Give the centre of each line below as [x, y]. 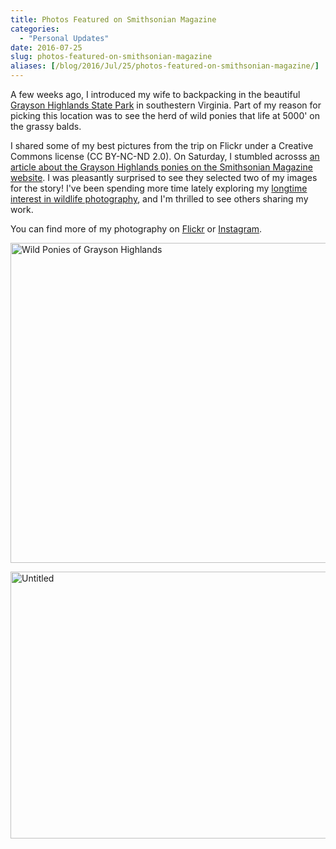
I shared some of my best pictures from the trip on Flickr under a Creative [162, 145]
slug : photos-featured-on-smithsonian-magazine [111, 57]
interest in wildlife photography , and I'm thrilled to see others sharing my [159, 199]
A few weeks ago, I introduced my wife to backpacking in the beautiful [155, 94]
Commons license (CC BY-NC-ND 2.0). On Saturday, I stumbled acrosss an [165, 156]
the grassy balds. [46, 126]
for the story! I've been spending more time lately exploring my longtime [159, 188]
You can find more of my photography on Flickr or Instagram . [136, 229]
